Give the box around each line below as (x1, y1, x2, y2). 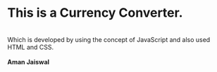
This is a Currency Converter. (7, 5, 183, 21)
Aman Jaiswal (7, 57, 50, 66)
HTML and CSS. (7, 43, 54, 51)
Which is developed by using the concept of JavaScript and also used (7, 35, 211, 43)
